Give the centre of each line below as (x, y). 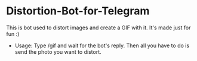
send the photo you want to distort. (58, 51)
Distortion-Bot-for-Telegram (78, 11)
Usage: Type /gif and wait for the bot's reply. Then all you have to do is (102, 45)
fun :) (13, 33)
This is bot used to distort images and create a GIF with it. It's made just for (98, 28)
